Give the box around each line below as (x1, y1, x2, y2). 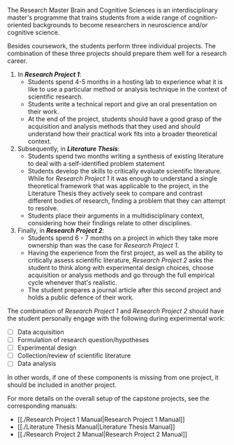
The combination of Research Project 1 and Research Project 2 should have (7, 307, 225, 315)
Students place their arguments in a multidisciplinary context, (27, 211, 205, 220)
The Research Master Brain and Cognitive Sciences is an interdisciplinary (7, 6, 218, 14)
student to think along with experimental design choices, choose (27, 264, 214, 271)
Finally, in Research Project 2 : (17, 227, 105, 234)
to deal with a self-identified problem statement (27, 160, 165, 167)
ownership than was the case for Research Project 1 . (27, 241, 180, 249)
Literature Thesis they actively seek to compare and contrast (27, 189, 203, 197)
